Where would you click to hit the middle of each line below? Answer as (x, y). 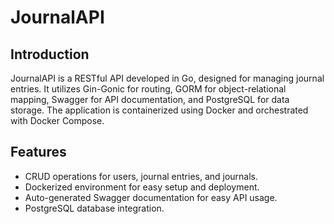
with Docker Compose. (57, 120)
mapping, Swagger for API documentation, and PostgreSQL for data (150, 99)
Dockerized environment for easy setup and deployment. (142, 187)
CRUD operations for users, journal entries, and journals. (141, 176)
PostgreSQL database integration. (94, 208)
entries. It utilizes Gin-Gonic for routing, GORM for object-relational (148, 89)
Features (38, 152)
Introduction (50, 54)
